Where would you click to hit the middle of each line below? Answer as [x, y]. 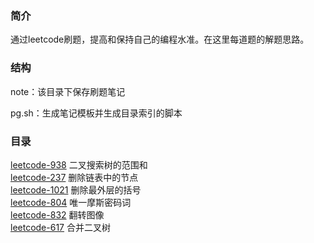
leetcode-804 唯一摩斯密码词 [71, 202]
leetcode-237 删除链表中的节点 [74, 177]
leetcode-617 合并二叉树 [60, 227]
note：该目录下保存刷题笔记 [68, 91]
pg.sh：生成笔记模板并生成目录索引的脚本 [96, 113]
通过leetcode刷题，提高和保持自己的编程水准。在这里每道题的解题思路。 [160, 39]
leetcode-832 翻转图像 [57, 214]
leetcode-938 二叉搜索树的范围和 [79, 164]
